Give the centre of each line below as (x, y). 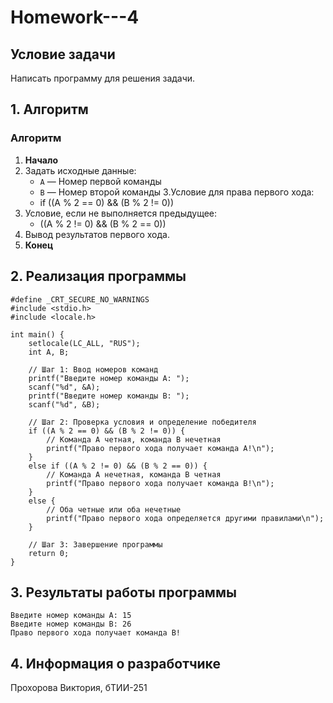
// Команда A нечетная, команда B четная (134, 474)
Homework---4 (75, 17)
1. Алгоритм (49, 109)
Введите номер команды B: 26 (71, 624)
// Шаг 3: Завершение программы (95, 544)
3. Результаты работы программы (123, 592)
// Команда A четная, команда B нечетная (134, 439)
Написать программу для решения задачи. (103, 78)
